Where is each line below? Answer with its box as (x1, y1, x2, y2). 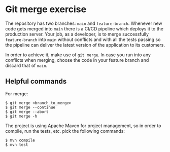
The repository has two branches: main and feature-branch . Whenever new (5, 20, 162, 26)
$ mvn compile (5, 138, 36, 143)
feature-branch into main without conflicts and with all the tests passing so (5, 36, 161, 43)
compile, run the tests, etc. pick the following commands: (5, 128, 125, 134)
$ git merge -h (5, 113, 38, 119)
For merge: (5, 90, 28, 97)
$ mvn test (5, 142, 28, 147)
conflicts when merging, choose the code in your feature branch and (5, 57, 149, 63)
